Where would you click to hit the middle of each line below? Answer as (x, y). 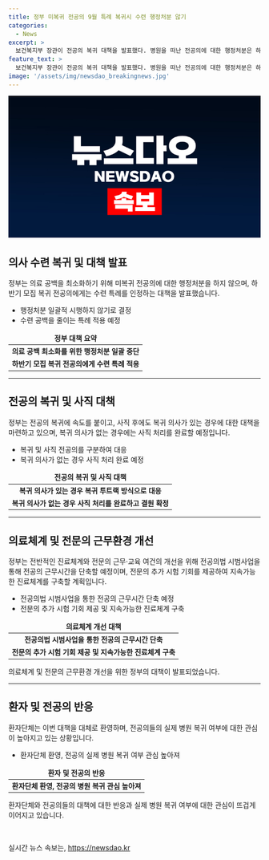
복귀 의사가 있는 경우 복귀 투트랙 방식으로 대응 (90, 490)
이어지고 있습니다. (36, 815)
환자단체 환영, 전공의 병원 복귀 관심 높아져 (76, 785)
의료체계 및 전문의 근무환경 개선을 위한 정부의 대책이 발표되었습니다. (114, 671)
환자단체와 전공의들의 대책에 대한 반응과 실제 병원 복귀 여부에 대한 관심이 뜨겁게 (132, 805)
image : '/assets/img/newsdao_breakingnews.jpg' (89, 76)
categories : (28, 25)
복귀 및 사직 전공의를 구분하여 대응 (73, 449)
